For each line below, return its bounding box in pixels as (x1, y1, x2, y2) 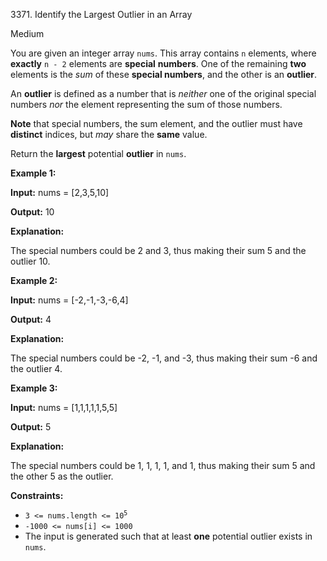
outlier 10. (10, 255, 51, 267)
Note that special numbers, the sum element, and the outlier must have (10, 118, 303, 129)
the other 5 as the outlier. (10, 470, 114, 482)
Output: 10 (10, 206, 55, 218)
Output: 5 (10, 421, 52, 433)
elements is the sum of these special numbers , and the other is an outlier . (10, 69, 318, 80)
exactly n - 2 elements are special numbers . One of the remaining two (10, 58, 307, 69)
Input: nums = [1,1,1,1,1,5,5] (10, 402, 118, 413)
